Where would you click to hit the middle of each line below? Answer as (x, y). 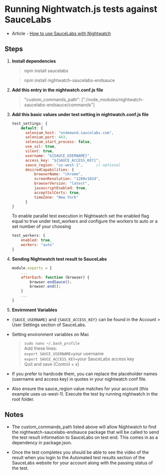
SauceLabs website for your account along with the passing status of (82, 463)
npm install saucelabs (46, 70)
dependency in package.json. (42, 442)
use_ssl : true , (41, 147)
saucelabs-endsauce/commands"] (59, 105)
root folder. (23, 399)
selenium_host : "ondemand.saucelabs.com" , (69, 133)
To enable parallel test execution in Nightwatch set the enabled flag (80, 216)
